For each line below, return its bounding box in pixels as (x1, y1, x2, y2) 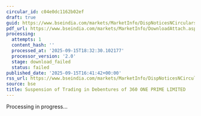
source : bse (6, 81, 36, 87)
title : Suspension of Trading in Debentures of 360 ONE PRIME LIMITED (6, 87, 186, 93)
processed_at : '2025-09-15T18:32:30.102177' (11, 48, 124, 54)
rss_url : (6, 75, 28, 81)
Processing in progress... (6, 103, 68, 110)
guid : (6, 20, 20, 26)
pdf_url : (6, 25, 28, 32)
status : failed (11, 64, 50, 71)
